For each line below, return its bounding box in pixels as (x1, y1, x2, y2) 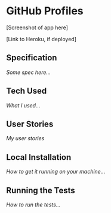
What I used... (6, 101, 41, 109)
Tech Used (6, 86, 47, 96)
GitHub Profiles (6, 4, 84, 18)
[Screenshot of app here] (6, 24, 69, 31)
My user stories (6, 135, 45, 142)
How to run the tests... (6, 201, 61, 208)
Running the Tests (6, 185, 76, 195)
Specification (6, 53, 57, 63)
